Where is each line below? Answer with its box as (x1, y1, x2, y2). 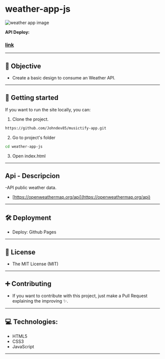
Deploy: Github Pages (12, 229, 56, 235)
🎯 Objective (5, 62, 41, 70)
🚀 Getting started (5, 94, 59, 102)
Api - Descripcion (5, 172, 60, 180)
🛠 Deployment (5, 213, 52, 222)
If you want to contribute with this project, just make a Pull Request (12, 293, 148, 299)
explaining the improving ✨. (12, 298, 68, 304)
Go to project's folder (12, 134, 55, 140)
